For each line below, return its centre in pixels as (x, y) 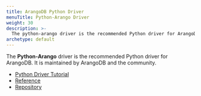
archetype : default (31, 39)
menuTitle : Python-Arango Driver (48, 17)
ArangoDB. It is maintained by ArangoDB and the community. (81, 63)
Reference (28, 80)
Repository (28, 87)
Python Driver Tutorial (42, 74)
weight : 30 (20, 23)
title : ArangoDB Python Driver (45, 12)
